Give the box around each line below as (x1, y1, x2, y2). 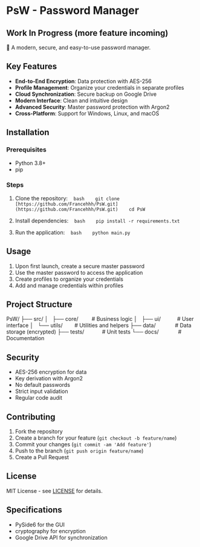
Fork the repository (15, 428, 63, 435)
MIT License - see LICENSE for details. (6, 487, 103, 494)
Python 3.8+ (15, 159, 47, 167)
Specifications (6, 505, 62, 515)
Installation (6, 127, 50, 138)
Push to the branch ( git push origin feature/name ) (15, 447, 144, 455)
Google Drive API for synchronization (15, 534, 108, 541)
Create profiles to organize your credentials (15, 275, 124, 283)
